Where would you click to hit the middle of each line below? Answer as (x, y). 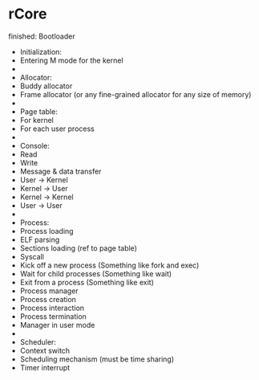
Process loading (47, 231)
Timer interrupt (45, 367)
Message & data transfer (61, 171)
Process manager (49, 291)
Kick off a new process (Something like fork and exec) (109, 265)
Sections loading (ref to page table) (79, 248)
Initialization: (41, 51)
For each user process (57, 129)
